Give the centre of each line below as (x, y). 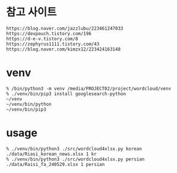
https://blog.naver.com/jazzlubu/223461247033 (65, 28)
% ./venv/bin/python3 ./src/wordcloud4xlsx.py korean (74, 149)
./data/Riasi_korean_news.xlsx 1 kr (51, 154)
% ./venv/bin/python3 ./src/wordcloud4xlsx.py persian (75, 159)
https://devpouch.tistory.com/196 (49, 33)
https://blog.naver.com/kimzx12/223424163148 (63, 49)
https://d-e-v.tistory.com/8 (42, 39)
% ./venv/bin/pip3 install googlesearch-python (66, 94)
